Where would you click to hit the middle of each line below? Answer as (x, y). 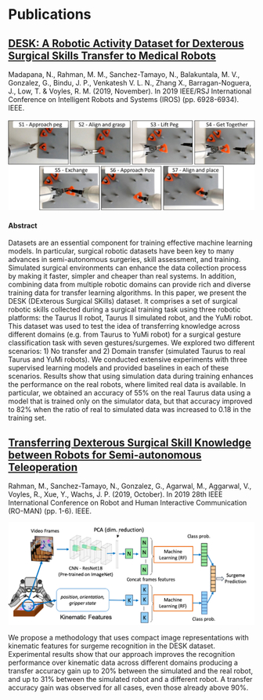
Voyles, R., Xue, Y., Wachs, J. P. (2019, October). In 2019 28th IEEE (115, 494)
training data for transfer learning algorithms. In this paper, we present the (127, 293)
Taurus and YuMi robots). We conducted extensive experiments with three (128, 359)
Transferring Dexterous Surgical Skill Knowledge (130, 442)
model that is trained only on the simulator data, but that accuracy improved (130, 401)
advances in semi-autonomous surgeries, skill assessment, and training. (124, 260)
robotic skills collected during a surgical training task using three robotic (124, 310)
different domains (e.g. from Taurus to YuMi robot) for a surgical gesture (124, 334)
